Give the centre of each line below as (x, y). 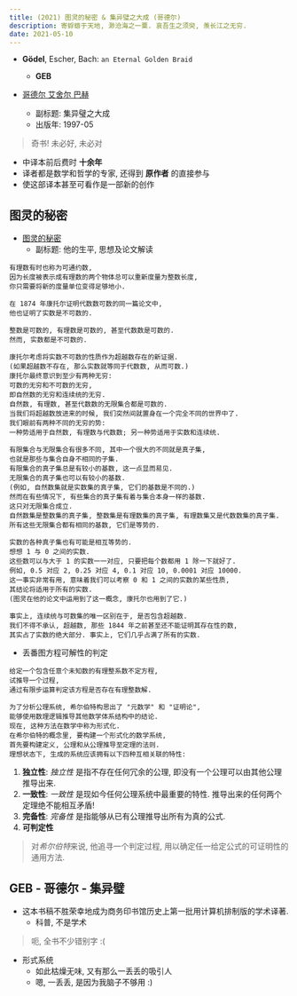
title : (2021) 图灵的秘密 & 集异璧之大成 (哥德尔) (95, 17)
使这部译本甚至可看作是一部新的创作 (88, 185)
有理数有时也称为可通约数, (51, 268)
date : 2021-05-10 (41, 34)
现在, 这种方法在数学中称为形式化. (65, 726)
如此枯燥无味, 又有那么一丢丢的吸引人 (104, 971)
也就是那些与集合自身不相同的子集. (64, 459)
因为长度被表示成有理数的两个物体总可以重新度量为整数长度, (104, 277)
